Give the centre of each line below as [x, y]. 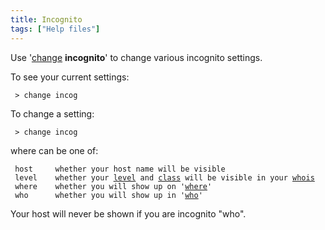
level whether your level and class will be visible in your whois [164, 177]
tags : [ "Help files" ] [55, 29]
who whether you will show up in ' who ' [108, 195]
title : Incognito [46, 19]
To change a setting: [52, 113]
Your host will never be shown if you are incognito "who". [128, 213]
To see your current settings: [70, 77]
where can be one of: [54, 150]
